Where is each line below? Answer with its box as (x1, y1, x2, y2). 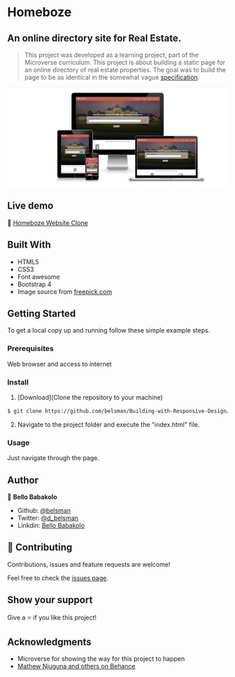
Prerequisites (7, 344, 54, 354)
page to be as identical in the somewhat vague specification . (24, 73, 200, 81)
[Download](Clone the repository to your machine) (17, 393, 163, 401)
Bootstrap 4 (17, 280, 52, 288)
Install (7, 377, 29, 387)
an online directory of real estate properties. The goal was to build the (24, 66, 226, 74)
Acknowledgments (7, 636, 92, 648)
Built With (7, 239, 51, 251)
